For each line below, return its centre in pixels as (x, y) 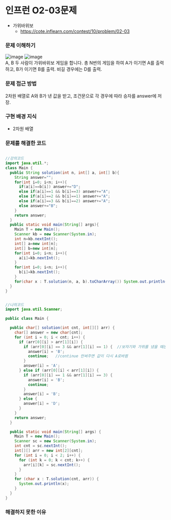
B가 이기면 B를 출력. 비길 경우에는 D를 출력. (59, 69)
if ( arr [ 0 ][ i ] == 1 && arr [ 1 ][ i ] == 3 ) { (68, 375)
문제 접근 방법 (21, 84)
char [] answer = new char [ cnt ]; (49, 333)
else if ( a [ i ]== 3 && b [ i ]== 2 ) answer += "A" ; (64, 201)
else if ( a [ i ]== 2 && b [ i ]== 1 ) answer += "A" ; (64, 197)
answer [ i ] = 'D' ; (42, 404)
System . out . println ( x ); (44, 484)
